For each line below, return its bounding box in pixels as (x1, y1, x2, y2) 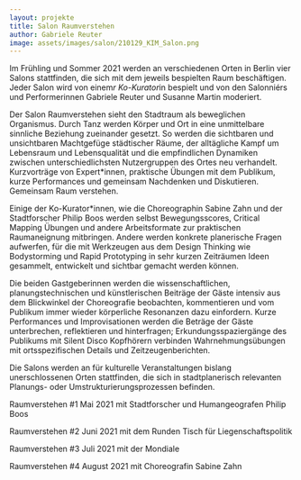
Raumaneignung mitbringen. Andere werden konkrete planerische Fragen (9, 231, 282, 243)
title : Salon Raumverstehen (9, 22, 115, 31)
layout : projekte (9, 13, 75, 23)
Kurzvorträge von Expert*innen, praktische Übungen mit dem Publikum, (9, 167, 277, 177)
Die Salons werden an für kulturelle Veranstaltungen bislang (9, 362, 232, 374)
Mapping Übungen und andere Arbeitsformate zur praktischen (9, 222, 242, 233)
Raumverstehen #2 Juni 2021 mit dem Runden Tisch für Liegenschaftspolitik (9, 426, 293, 437)
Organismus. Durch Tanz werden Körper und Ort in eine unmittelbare (9, 119, 265, 130)
